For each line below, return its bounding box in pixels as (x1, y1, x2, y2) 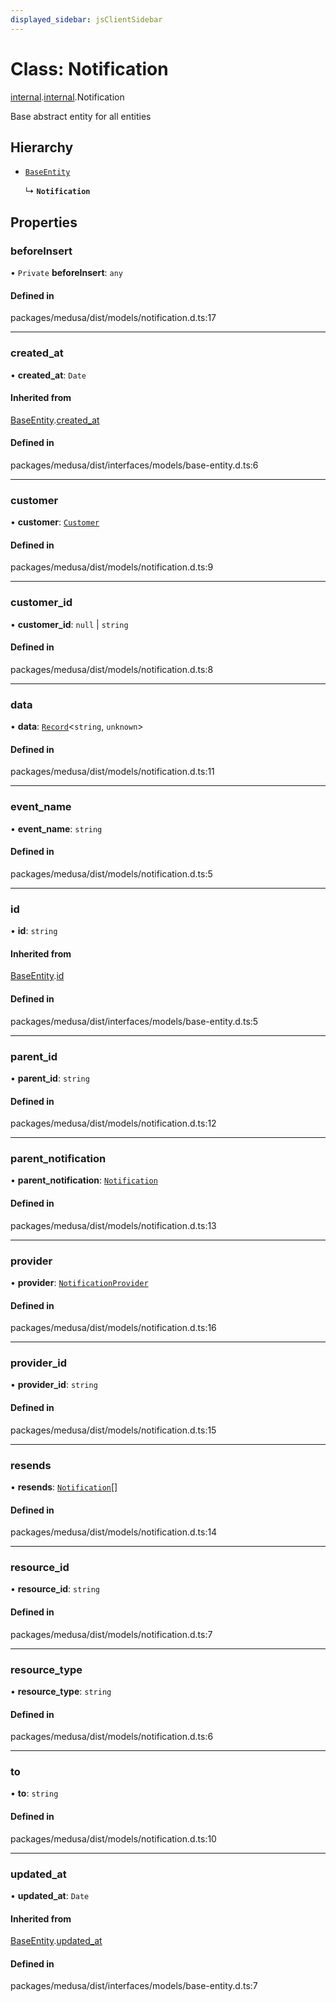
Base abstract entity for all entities (10, 110, 152, 122)
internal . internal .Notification (10, 91, 125, 103)
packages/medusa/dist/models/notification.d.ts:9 (10, 561, 214, 573)
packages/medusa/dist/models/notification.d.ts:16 (10, 1322, 217, 1334)
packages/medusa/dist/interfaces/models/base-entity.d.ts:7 (10, 1980, 258, 1992)
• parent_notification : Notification (10, 1174, 158, 1186)
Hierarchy (10, 139, 74, 156)
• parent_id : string (10, 1072, 90, 1084)
